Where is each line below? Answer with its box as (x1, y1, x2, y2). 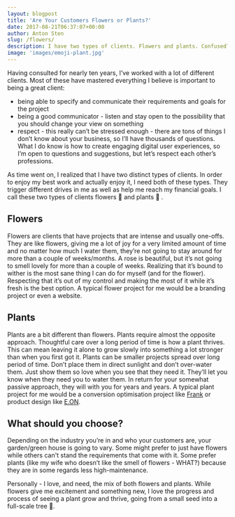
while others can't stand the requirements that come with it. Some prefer (7, 451, 217, 459)
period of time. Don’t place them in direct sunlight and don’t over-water (7, 360, 212, 368)
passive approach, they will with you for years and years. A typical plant (7, 382, 215, 391)
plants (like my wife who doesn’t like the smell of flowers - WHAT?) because (7, 459, 227, 467)
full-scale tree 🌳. (7, 502, 55, 511)
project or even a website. (7, 291, 83, 300)
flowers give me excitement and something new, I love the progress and (7, 487, 215, 495)
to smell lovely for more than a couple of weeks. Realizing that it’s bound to (7, 261, 224, 270)
